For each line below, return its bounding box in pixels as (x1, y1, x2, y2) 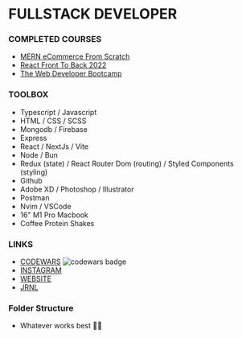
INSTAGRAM (19, 266, 62, 275)
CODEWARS (19, 257, 61, 266)
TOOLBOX (8, 89, 49, 101)
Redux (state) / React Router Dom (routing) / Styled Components (19, 159, 235, 168)
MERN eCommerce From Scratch (19, 52, 130, 61)
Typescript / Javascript (19, 107, 97, 117)
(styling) (19, 167, 48, 177)
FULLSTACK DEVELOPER (8, 5, 178, 23)
